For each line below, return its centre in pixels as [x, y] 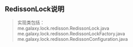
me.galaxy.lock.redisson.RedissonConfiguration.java [73, 39]
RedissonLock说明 [35, 9]
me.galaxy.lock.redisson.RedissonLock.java [63, 28]
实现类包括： [31, 22]
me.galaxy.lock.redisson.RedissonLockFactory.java [71, 33]
